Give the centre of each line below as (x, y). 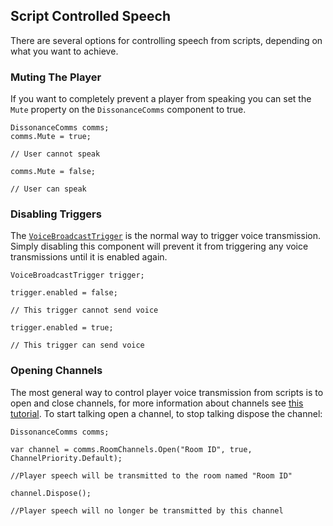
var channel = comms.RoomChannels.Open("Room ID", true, (131, 449)
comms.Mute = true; (51, 137)
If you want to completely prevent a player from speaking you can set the (161, 99)
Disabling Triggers (56, 214)
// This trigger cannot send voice (84, 310)
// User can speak (48, 189)
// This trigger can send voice (77, 345)
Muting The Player (56, 77)
